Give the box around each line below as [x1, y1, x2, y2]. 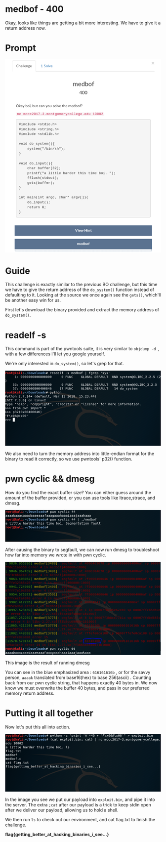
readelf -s [5, 330, 46, 340]
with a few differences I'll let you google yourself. [5, 351, 105, 357]
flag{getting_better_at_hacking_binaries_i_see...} [5, 832, 110, 838]
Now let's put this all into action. [5, 724, 71, 730]
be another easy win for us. [5, 297, 61, 303]
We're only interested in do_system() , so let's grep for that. [5, 361, 124, 367]
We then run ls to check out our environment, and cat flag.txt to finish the [5, 817, 156, 823]
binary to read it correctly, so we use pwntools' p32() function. [5, 456, 132, 462]
